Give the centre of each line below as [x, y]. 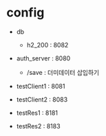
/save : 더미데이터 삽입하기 [63, 72]
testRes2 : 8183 [38, 126]
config [25, 13]
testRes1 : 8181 [37, 113]
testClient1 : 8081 [41, 86]
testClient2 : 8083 [42, 99]
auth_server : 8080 [43, 58]
